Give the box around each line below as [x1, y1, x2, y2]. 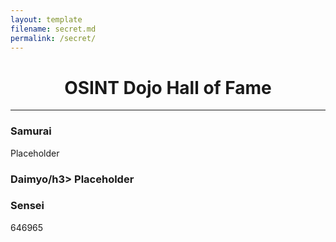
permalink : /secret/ [10, 33, 97, 43]
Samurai [10, 124, 52, 138]
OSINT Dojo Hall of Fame [64, 76, 272, 99]
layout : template [10, 14, 83, 25]
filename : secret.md [10, 24, 97, 34]
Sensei [10, 199, 45, 213]
